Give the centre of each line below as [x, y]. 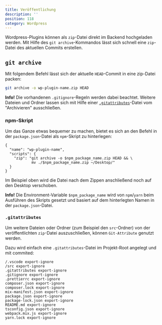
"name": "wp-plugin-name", [37, 150]
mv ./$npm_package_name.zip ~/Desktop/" [73, 162]
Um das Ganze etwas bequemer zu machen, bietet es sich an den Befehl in [81, 131]
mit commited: [20, 253]
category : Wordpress [26, 23]
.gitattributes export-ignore [36, 271]
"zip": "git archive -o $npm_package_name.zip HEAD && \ [73, 158]
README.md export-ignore [30, 305]
